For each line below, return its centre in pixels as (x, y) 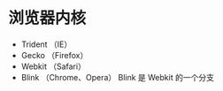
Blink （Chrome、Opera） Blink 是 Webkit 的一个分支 (117, 77)
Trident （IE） (46, 44)
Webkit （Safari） (53, 66)
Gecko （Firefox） (54, 55)
